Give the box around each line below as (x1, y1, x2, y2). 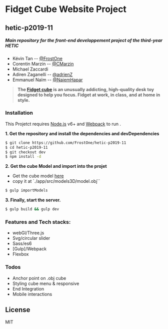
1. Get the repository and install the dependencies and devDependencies (5, 130, 159, 136)
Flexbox (12, 251, 29, 257)
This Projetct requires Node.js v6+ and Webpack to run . (5, 121, 121, 127)
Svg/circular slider (12, 235, 50, 241)
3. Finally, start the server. (5, 197, 61, 203)
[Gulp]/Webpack (12, 246, 46, 252)
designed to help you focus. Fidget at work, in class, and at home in (17, 92, 160, 98)
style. (17, 97, 30, 103)
